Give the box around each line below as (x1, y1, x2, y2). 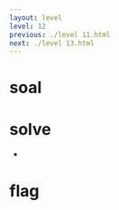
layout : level (9, 13, 63, 23)
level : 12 (9, 22, 47, 31)
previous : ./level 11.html (9, 30, 111, 39)
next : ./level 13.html (9, 38, 95, 48)
